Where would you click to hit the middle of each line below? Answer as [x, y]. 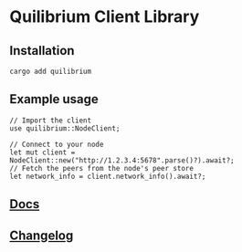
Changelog [42, 235]
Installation [42, 51]
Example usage [54, 99]
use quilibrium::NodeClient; [65, 128]
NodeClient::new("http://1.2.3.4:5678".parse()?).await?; [122, 160]
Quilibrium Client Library [105, 17]
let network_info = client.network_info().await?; [108, 176]
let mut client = [42, 152]
